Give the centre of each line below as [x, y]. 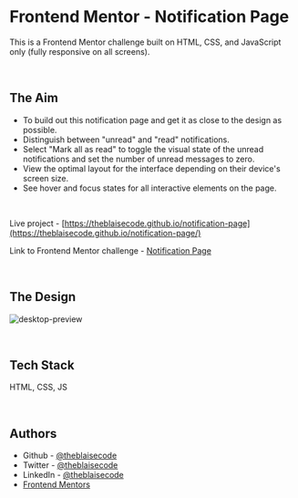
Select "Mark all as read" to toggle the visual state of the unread [143, 149]
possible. [40, 130]
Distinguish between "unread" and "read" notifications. [126, 140]
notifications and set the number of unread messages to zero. [139, 159]
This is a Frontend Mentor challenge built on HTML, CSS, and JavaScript [145, 42]
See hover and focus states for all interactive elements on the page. [149, 188]
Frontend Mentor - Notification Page [149, 17]
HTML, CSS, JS [39, 387]
